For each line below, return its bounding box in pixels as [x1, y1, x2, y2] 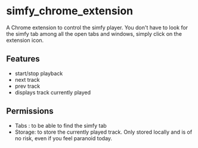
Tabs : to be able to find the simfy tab [14, 122, 107, 129]
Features [6, 54, 40, 64]
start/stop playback [14, 70, 63, 77]
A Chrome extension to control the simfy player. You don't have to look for [6, 24, 188, 31]
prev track [14, 82, 41, 90]
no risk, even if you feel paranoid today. [14, 134, 112, 141]
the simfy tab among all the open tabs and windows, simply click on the [6, 30, 182, 37]
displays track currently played [14, 88, 91, 96]
